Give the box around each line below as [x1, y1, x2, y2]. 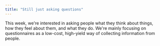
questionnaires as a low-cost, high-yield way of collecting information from [5, 30, 155, 36]
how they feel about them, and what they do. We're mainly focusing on [5, 25, 146, 31]
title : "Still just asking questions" [5, 7, 83, 12]
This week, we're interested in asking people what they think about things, [5, 20, 154, 26]
